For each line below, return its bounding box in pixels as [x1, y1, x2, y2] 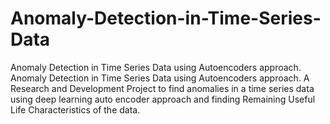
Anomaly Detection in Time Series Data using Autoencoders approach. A [10, 72, 310, 84]
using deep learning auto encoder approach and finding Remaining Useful [10, 93, 316, 105]
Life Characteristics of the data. [10, 103, 141, 116]
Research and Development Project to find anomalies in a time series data [10, 82, 315, 94]
